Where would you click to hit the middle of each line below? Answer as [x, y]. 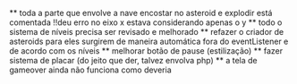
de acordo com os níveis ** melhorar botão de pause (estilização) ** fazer [146, 51]
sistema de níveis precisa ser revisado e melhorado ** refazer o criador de [147, 32]
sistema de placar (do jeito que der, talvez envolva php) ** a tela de [133, 60]
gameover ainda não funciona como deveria [90, 70]
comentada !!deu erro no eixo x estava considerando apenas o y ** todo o [146, 22]
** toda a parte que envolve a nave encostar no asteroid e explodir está [141, 13]
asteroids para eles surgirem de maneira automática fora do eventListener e [149, 41]
